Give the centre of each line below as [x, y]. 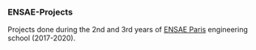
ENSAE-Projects [41, 12]
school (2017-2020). [42, 38]
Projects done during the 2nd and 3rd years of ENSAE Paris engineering [128, 30]
